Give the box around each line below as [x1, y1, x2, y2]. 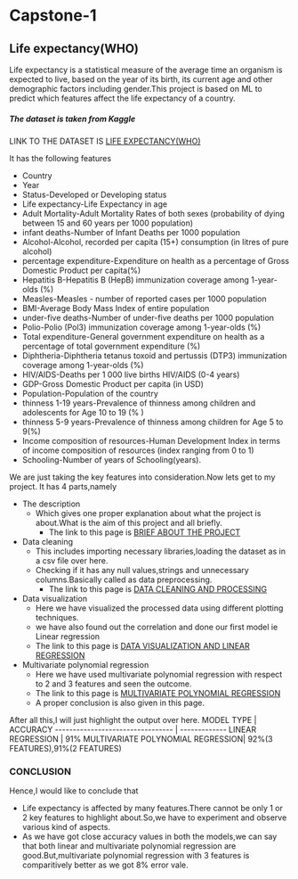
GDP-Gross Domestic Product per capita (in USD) [21, 378, 205, 389]
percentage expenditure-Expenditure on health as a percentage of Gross [21, 255, 290, 266]
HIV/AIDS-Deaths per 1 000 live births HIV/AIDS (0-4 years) [21, 369, 240, 380]
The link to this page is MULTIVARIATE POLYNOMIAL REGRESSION [35, 687, 281, 698]
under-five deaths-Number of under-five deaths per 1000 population [21, 312, 274, 323]
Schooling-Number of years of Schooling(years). [21, 454, 202, 464]
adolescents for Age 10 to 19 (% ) [21, 407, 144, 417]
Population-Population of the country [21, 388, 158, 398]
